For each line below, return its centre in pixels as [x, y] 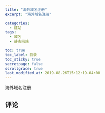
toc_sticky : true [23, 59]
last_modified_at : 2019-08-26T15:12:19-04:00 [52, 73]
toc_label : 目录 [21, 55]
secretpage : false [24, 64]
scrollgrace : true [24, 69]
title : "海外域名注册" [26, 10]
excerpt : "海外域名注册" [28, 14]
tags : [11, 32]
